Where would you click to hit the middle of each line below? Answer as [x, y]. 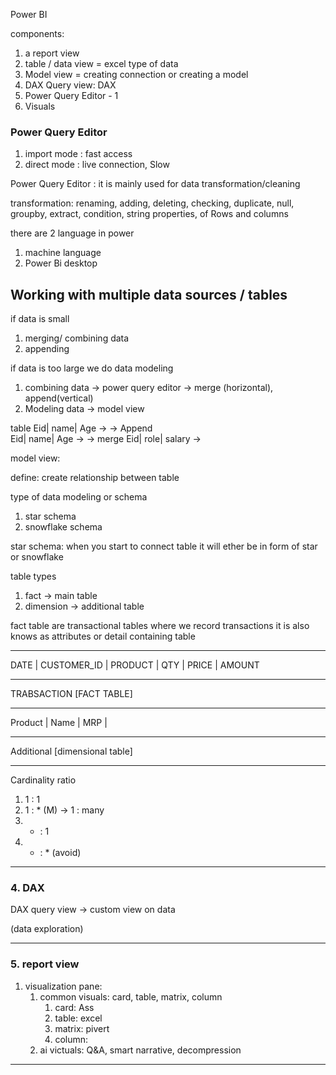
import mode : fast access [78, 154]
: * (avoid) [60, 853]
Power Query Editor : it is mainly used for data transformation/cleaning [155, 184]
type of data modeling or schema [79, 497]
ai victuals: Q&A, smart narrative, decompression [140, 1050]
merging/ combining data [77, 338]
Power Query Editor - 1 [71, 95]
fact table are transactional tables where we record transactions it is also [160, 626]
